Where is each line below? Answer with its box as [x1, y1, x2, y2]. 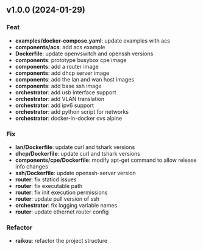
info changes [15, 162, 49, 170]
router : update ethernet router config [15, 208, 109, 215]
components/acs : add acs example [15, 43, 105, 50]
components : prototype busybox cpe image [15, 56, 127, 63]
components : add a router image [15, 63, 99, 70]
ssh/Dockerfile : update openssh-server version [15, 169, 136, 176]
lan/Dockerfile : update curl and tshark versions [15, 143, 135, 151]
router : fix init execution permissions [15, 189, 108, 196]
